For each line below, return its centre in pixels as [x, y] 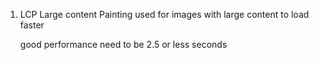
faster [32, 25]
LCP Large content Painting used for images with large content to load [164, 14]
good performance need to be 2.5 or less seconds [123, 44]
